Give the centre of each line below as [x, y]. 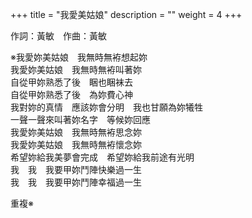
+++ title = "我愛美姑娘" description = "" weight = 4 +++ [126, 14]
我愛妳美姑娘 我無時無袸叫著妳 [76, 69]
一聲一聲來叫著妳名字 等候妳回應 [80, 119]
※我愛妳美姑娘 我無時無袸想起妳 [79, 57]
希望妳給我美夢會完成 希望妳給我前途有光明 [102, 157]
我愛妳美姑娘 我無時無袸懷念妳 [76, 144]
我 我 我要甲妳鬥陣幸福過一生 [76, 182]
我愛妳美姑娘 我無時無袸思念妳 [76, 132]
